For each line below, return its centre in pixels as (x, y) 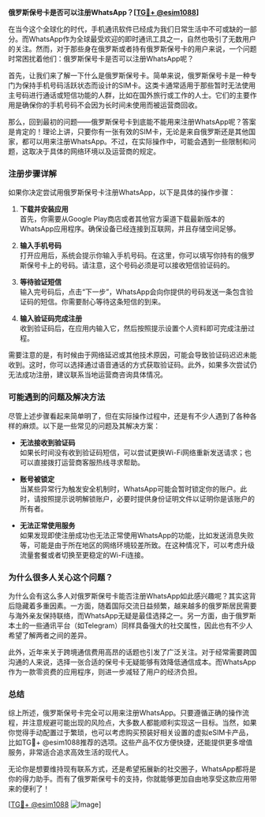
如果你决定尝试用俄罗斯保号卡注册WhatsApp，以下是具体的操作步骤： (122, 192)
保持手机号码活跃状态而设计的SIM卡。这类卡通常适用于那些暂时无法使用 (139, 85)
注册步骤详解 (33, 173)
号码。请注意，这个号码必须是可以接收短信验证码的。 (147, 265)
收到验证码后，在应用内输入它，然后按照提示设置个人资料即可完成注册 (134, 328)
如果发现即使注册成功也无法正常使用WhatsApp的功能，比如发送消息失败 (137, 535)
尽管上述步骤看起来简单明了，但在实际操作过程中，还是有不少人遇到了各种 (129, 416)
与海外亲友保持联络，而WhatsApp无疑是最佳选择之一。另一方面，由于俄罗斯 (132, 615)
